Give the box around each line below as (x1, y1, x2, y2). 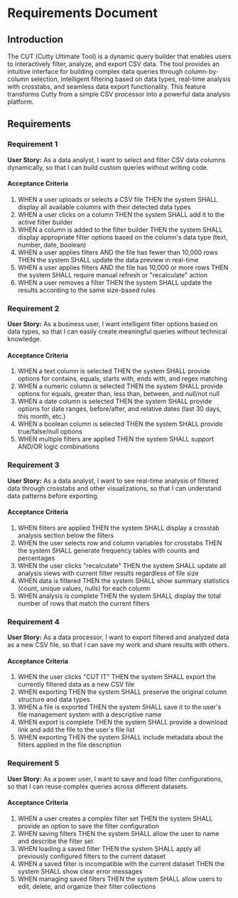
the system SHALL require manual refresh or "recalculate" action (17, 270, 208, 279)
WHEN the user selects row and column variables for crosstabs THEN (17, 538, 222, 547)
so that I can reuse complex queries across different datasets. (7, 782, 189, 791)
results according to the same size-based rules (17, 286, 156, 294)
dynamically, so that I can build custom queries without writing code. (7, 163, 209, 171)
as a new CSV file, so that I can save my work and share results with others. (7, 641, 229, 649)
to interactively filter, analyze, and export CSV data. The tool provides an (7, 60, 220, 68)
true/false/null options (17, 427, 83, 436)
